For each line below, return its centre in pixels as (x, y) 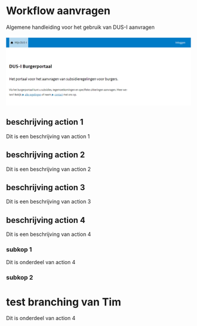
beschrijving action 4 (46, 220)
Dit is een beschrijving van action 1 (48, 136)
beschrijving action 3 (45, 187)
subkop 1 (19, 250)
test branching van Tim (64, 302)
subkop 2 (20, 278)
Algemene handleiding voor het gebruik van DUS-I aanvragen (81, 27)
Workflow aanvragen (58, 11)
